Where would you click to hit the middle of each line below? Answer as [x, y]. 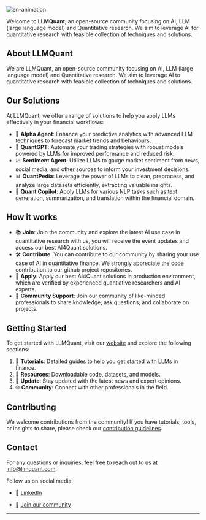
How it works [32, 217]
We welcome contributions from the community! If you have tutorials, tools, [101, 422]
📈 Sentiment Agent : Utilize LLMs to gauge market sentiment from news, [107, 160]
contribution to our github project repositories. [74, 270]
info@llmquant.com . [32, 468]
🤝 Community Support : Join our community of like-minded [90, 296]
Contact [22, 448]
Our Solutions [33, 101]
